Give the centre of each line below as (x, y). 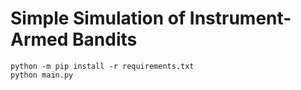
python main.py (42, 75)
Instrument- (240, 18)
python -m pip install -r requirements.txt (102, 66)
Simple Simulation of (98, 18)
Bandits (105, 39)
